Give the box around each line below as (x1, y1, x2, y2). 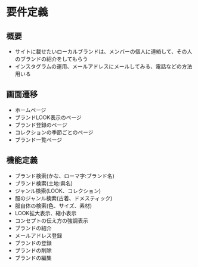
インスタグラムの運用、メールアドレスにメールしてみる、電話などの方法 (14, 63, 193, 70)
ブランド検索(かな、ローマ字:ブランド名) (14, 172, 115, 179)
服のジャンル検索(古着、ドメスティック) (14, 194, 113, 201)
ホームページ (14, 106, 47, 113)
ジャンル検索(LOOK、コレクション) (14, 187, 101, 194)
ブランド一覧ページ (14, 136, 63, 143)
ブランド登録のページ (14, 121, 67, 128)
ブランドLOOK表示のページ (14, 114, 82, 121)
